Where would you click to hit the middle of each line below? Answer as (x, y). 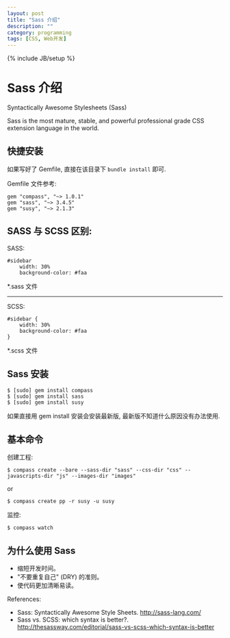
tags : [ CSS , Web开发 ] (37, 39)
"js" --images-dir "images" (96, 476)
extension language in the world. (53, 128)
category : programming (39, 33)
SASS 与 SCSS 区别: (50, 231)
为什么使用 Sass (41, 551)
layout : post (26, 13)
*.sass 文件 (23, 286)
